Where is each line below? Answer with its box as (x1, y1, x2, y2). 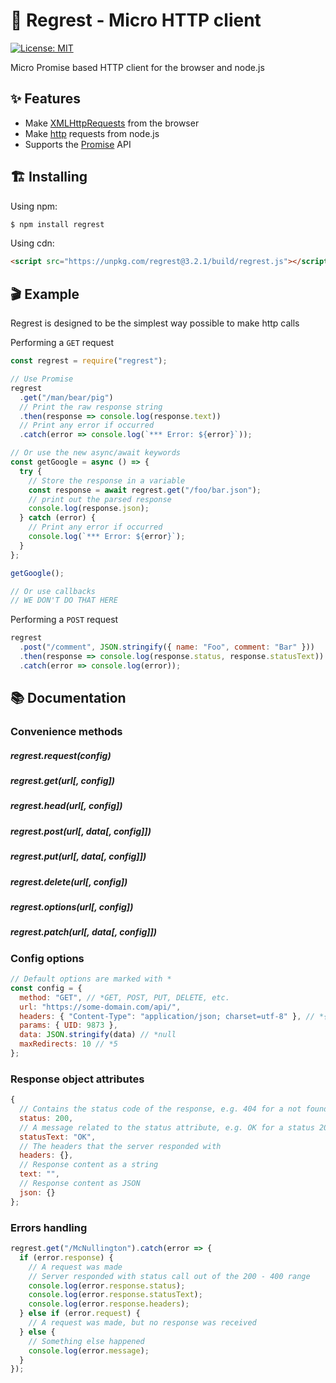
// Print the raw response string (19, 402, 163, 412)
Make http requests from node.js (24, 127, 160, 139)
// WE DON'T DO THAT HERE (10, 595, 118, 606)
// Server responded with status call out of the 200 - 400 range (28, 1271, 311, 1281)
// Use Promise (10, 374, 74, 384)
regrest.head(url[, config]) (10, 800, 123, 812)
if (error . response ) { (19, 1252, 114, 1263)
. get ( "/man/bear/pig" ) (19, 392, 114, 403)
